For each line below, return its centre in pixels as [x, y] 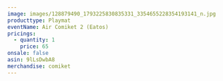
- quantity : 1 [34, 40]
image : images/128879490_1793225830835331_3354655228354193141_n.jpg [112, 14]
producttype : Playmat [39, 20]
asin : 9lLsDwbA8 [31, 60]
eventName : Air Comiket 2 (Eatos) [58, 27]
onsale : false [28, 54]
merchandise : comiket [39, 66]
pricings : [22, 33]
